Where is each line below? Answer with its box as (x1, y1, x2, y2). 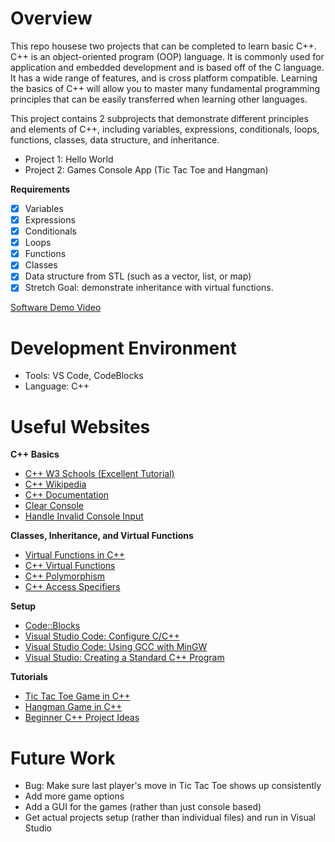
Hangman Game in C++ (24, 701, 123, 713)
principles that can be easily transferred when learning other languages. (10, 93, 308, 105)
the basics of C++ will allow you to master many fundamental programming (10, 82, 321, 94)
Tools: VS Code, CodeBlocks (24, 370, 144, 382)
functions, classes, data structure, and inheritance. (10, 133, 220, 146)
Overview (10, 7, 93, 30)
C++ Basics (10, 448, 60, 461)
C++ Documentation (24, 489, 110, 501)
